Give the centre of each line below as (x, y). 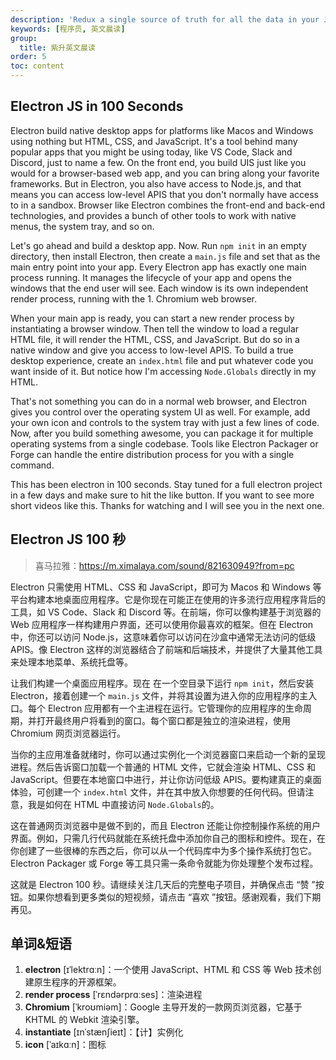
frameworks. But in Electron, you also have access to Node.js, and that (156, 183)
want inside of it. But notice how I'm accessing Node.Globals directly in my (163, 371)
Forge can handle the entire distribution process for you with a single (152, 454)
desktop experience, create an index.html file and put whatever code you (162, 360)
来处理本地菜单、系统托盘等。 (71, 662)
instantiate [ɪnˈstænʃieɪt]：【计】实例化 (104, 1032)
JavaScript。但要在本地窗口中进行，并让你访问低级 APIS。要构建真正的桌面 (166, 779)
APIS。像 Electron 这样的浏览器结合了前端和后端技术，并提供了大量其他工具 (166, 649)
